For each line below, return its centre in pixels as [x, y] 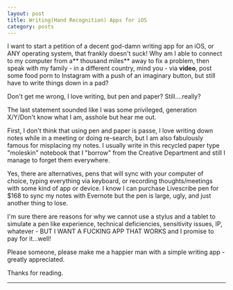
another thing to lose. [37, 203]
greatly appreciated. [36, 259]
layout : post [26, 14]
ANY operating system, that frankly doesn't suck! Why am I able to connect [115, 53]
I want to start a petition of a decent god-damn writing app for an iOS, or [111, 46]
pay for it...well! [29, 239]
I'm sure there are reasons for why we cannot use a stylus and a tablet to [112, 216]
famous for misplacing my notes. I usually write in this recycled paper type [113, 146]
